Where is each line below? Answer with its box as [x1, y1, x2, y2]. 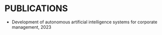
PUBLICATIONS [4, 3, 68, 14]
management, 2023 [11, 24, 52, 30]
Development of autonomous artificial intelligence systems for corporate [11, 19, 158, 25]
